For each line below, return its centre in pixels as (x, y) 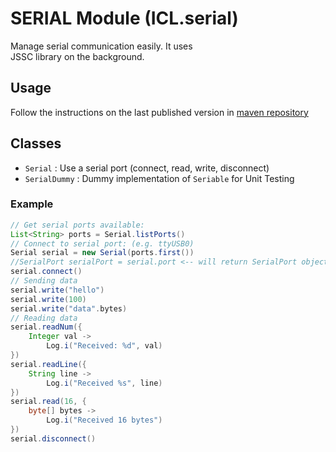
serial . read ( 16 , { (48, 402)
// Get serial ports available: (77, 225)
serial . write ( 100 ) (48, 299)
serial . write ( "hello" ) (57, 290)
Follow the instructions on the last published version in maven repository (159, 112)
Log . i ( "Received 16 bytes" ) (104, 420)
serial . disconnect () (53, 438)
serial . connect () (46, 272)
